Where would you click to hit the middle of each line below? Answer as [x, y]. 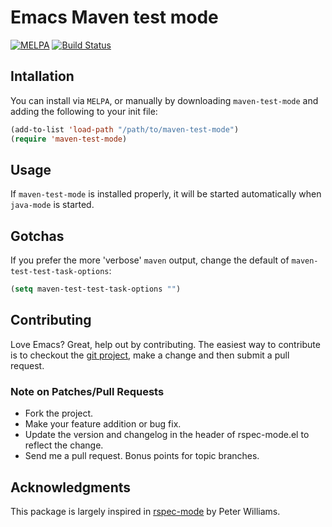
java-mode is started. [52, 205]
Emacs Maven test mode [114, 17]
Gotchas [37, 236]
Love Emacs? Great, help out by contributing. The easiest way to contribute [165, 344]
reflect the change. [64, 445]
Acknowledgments [71, 487]
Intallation [42, 76]
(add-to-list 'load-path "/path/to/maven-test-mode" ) [125, 129]
